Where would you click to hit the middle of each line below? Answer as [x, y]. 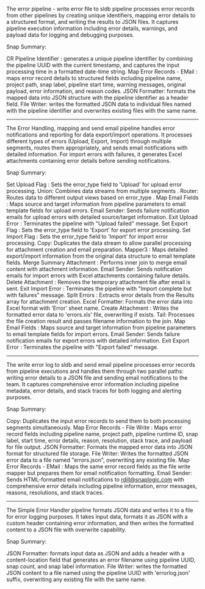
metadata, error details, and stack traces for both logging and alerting [94, 391]
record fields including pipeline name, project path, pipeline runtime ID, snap [102, 434]
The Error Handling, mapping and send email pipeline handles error [91, 128]
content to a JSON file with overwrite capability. [67, 530]
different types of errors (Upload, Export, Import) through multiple [89, 141]
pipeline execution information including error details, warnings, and [92, 28]
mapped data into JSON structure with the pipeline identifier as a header [98, 98]
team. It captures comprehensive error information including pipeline [93, 384]
